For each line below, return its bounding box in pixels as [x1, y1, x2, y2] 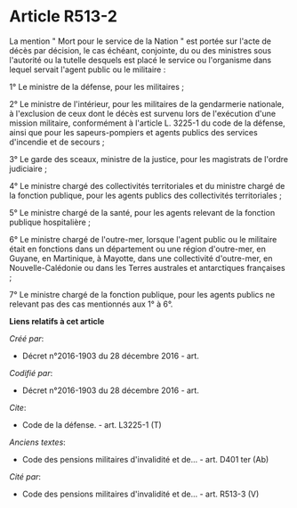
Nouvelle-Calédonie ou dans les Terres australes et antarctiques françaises [9, 262, 286, 273]
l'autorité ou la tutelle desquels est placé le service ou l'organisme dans [9, 54, 272, 65]
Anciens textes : [9, 437, 67, 447]
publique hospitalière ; [9, 217, 91, 227]
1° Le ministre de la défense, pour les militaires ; [9, 81, 185, 92]
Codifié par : [9, 367, 53, 378]
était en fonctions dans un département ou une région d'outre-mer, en [9, 243, 267, 254]
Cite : [9, 402, 27, 413]
